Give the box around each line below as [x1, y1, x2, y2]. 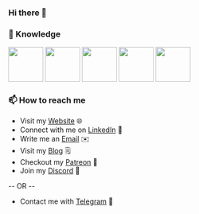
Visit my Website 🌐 [19, 115, 83, 126]
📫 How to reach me [8, 95, 86, 106]
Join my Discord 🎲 [19, 165, 80, 175]
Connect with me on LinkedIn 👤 [19, 125, 123, 134]
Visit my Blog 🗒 [19, 146, 72, 155]
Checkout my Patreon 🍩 [19, 157, 98, 166]
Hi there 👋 [8, 7, 48, 18]
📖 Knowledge [8, 28, 61, 39]
